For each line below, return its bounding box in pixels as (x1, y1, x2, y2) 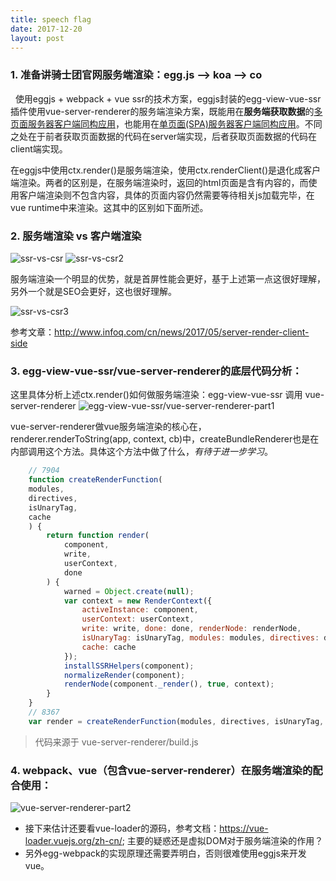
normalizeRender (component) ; (63, 670, 186, 680)
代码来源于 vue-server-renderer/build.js (34, 736, 199, 748)
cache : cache (81, 642, 137, 652)
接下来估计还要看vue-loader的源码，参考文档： (24, 822, 220, 835)
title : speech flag (10, 14, 92, 25)
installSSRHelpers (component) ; (63, 661, 195, 671)
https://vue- (219, 822, 269, 835)
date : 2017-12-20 (10, 24, 83, 34)
